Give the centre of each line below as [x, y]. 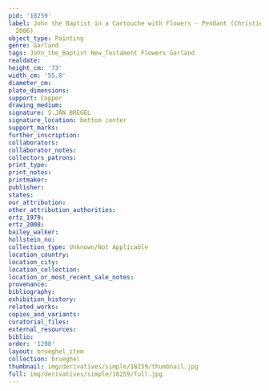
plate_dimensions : [39, 90]
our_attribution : [37, 202]
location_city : [34, 262]
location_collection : [44, 270]
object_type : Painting [46, 38]
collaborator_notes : [43, 150]
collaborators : [34, 143]
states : [21, 195]
